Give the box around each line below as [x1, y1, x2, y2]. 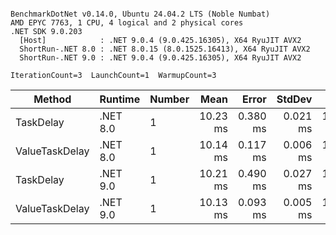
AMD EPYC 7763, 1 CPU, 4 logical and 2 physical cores [10, 18, 244, 28]
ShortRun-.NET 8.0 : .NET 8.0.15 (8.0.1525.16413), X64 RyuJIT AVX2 [19, 44, 311, 54]
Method [33, 92, 72, 106]
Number [149, 92, 190, 106]
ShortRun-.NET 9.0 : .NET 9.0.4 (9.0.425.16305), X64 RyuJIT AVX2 [19, 53, 302, 63]
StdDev [276, 92, 313, 106]
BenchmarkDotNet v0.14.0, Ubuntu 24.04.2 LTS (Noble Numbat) [10, 9, 271, 19]
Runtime [99, 92, 141, 106]
